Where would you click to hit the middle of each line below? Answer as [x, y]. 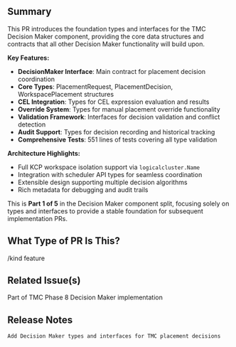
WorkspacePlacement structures [66, 94]
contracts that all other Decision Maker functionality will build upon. [106, 44]
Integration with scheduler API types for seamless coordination [110, 174]
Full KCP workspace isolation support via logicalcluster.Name [109, 167]
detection [32, 124]
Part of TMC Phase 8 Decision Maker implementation [85, 297]
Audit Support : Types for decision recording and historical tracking [116, 132]
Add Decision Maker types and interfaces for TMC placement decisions [114, 336]
